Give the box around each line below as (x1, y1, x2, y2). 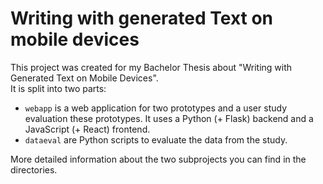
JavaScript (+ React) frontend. (24, 123, 151, 135)
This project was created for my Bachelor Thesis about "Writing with (10, 61, 293, 73)
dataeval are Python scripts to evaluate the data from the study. (24, 133, 288, 146)
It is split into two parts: (10, 82, 107, 94)
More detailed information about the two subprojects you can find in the (10, 153, 307, 165)
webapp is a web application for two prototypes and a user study (24, 102, 287, 114)
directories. (10, 163, 58, 176)
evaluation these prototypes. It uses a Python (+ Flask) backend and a (24, 112, 314, 124)
